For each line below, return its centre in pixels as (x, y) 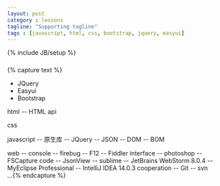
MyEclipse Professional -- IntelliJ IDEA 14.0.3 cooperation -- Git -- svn (108, 168)
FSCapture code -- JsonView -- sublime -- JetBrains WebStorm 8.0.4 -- (110, 161)
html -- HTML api (32, 112)
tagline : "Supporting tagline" (52, 26)
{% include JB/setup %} (42, 53)
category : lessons (35, 20)
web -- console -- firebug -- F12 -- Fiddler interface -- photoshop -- (105, 153)
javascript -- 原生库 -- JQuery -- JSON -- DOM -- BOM (86, 139)
